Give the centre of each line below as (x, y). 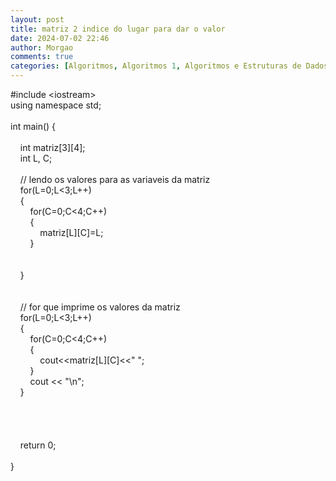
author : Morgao (42, 47)
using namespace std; (56, 105)
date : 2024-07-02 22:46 (60, 38)
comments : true (42, 57)
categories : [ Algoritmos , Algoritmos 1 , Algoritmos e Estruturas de (156, 66)
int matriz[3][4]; (52, 147)
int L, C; (36, 158)
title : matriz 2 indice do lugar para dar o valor (118, 29)
